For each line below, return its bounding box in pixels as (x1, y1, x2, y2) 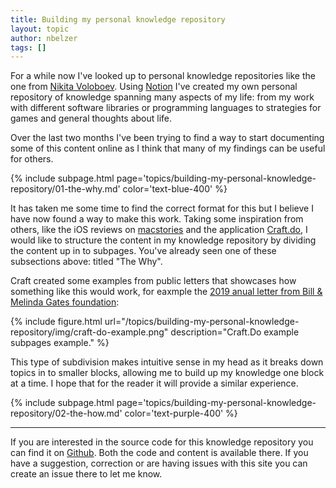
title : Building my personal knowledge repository (10, 14, 226, 25)
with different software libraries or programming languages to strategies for (10, 102, 322, 114)
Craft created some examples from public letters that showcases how (10, 275, 297, 287)
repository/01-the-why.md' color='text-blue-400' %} (10, 183, 228, 195)
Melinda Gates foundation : (10, 296, 120, 308)
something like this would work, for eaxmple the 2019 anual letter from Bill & (10, 286, 323, 298)
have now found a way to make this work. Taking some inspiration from (10, 213, 304, 225)
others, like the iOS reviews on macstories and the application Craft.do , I (10, 224, 308, 236)
